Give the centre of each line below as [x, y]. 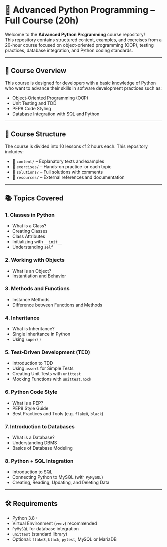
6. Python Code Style [31, 392]
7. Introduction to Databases [40, 426]
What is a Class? [29, 226]
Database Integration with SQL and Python [56, 114]
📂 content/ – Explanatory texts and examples [58, 161]
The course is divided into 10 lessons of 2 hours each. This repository [77, 146]
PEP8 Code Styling [32, 108]
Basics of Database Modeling [42, 448]
